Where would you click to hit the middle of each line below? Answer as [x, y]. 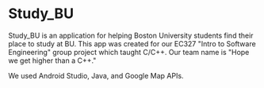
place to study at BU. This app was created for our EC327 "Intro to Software [132, 43]
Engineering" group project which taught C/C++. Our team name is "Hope [129, 52]
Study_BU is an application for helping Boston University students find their [131, 35]
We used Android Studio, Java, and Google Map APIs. [96, 75]
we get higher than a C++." [52, 60]
